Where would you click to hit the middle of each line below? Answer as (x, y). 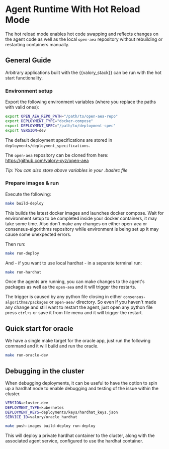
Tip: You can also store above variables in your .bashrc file (66, 170)
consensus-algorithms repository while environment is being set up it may (82, 229)
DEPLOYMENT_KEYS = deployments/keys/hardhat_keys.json (62, 412)
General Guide (28, 61)
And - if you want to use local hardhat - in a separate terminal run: (74, 263)
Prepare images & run (32, 183)
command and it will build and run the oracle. (52, 346)
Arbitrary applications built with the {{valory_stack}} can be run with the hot (83, 72)
